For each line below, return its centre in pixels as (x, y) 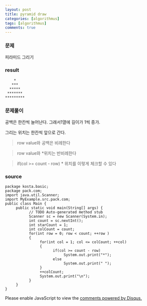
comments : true (20, 28)
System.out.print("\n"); (65, 276)
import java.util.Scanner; (32, 195)
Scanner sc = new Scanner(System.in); (68, 217)
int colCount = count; (52, 229)
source (14, 176)
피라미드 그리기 (19, 57)
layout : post (18, 10)
